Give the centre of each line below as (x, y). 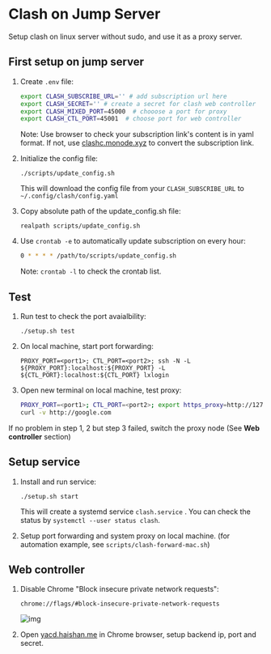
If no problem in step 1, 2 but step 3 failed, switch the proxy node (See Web (134, 428)
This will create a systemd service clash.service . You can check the (135, 512)
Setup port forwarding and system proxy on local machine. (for (125, 536)
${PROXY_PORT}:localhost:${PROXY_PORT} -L (93, 368)
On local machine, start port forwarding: (87, 346)
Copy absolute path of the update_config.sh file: (100, 211)
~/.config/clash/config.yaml (69, 196)
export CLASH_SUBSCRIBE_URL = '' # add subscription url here (123, 96)
